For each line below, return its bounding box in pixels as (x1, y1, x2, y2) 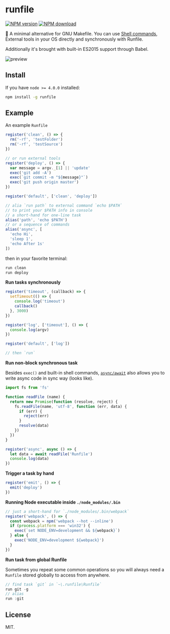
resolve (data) (18, 423, 50, 428)
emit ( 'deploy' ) (10, 485, 42, 490)
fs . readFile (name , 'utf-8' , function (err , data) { (14, 404, 127, 409)
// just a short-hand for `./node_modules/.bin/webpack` (5, 509, 130, 514)
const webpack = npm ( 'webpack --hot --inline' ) (10, 518, 114, 524)
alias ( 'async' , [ (5, 227, 42, 232)
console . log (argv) (10, 327, 50, 332)
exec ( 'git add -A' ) (10, 170, 52, 175)
